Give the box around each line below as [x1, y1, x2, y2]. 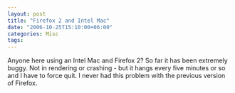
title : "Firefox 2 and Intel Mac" [7, 17, 110, 24]
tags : [7, 37, 23, 44]
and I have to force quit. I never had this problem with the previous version [7, 72, 226, 80]
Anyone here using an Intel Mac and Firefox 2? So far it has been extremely [7, 56, 228, 65]
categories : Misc [7, 30, 59, 38]
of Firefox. [7, 79, 38, 87]
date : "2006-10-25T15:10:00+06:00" [7, 23, 113, 31]
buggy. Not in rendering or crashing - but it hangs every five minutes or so [7, 64, 226, 72]
